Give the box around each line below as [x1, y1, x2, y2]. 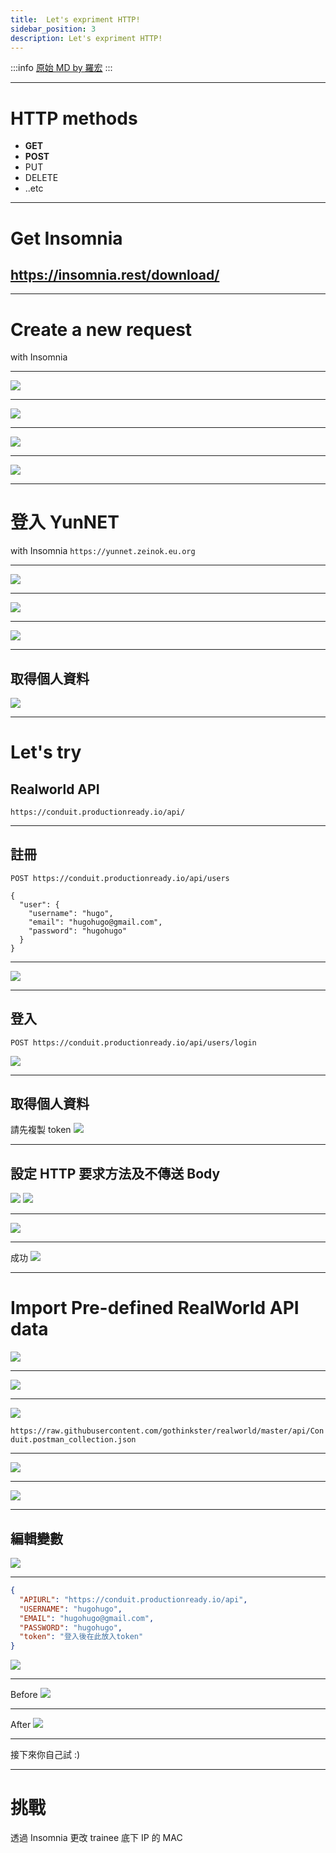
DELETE [24, 172, 59, 184]
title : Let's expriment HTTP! [10, 14, 141, 25]
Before [10, 1689, 38, 1701]
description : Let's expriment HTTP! [10, 33, 163, 43]
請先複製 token [10, 1124, 72, 1136]
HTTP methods [10, 107, 138, 130]
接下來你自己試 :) [10, 1749, 81, 1761]
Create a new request [10, 318, 193, 341]
